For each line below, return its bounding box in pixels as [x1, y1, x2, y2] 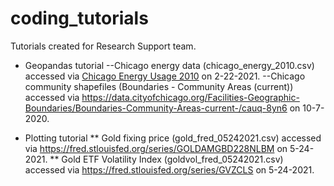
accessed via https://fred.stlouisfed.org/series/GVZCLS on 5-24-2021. [24, 163, 315, 176]
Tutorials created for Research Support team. [10, 40, 197, 52]
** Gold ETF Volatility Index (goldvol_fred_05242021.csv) [49, 153, 284, 165]
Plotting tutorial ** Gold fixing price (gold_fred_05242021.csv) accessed [24, 132, 322, 144]
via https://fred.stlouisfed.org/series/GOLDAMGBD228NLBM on [24, 142, 288, 154]
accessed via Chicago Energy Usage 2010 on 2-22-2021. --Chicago [24, 70, 306, 82]
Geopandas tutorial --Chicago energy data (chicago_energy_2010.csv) [24, 59, 315, 71]
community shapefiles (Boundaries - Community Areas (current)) [24, 80, 294, 92]
